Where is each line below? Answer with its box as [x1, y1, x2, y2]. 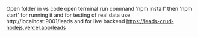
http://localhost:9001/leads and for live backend [6, 18, 125, 24]
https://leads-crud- [126, 18, 174, 24]
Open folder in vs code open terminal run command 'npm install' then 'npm [6, 5, 193, 12]
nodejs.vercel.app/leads [6, 24, 66, 31]
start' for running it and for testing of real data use [6, 11, 131, 18]
